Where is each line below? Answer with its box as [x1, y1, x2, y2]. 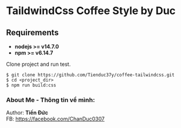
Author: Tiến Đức [6, 109, 49, 116]
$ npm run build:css [6, 82, 57, 88]
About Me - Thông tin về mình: [6, 96, 95, 104]
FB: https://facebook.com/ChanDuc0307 [6, 116, 105, 123]
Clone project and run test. [6, 60, 71, 68]
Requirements [6, 28, 59, 38]
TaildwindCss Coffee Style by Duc [6, 4, 176, 18]
